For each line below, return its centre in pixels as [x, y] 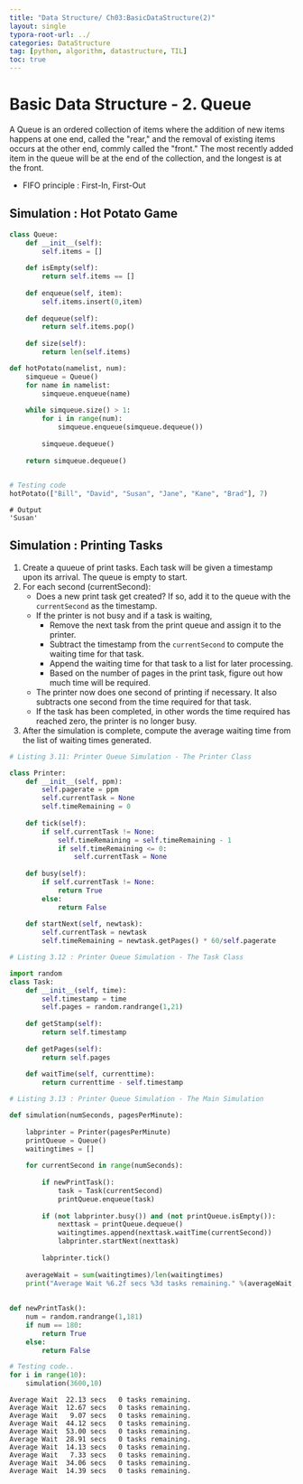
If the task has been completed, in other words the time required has [163, 711]
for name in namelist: [68, 385]
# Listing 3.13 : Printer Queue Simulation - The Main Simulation [137, 1099]
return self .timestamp [84, 1032]
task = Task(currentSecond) [110, 1190]
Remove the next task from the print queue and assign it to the [165, 625]
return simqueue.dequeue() [76, 461]
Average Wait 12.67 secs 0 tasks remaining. [101, 1408]
